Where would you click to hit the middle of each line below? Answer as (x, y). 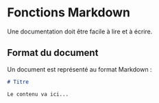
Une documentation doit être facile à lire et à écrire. (80, 31)
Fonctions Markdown (69, 13)
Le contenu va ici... (38, 94)
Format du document (53, 53)
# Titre (18, 82)
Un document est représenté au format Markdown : (79, 69)
